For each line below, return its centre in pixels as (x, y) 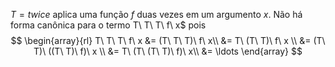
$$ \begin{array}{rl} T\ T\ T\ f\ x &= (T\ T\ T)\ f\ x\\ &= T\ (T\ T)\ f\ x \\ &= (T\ (168, 40)
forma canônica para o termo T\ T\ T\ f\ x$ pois (108, 25)
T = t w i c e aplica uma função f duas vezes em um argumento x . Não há (156, 14)
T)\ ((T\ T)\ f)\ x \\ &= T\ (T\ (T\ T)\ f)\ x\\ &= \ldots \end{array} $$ (168, 51)
